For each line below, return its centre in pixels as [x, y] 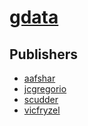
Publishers [43, 54]
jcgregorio [45, 89]
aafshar [39, 78]
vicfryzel [42, 110]
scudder [41, 99]
